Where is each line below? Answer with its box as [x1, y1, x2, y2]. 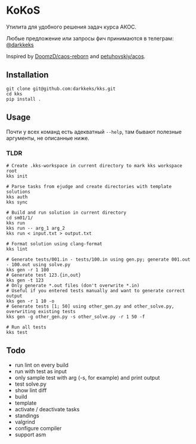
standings [14, 412, 40, 419]
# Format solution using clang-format [6, 240, 102, 247]
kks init [6, 173, 28, 179]
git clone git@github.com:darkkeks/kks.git [6, 86, 116, 92]
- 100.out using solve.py [6, 261, 70, 268]
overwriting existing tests [6, 308, 76, 314]
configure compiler [14, 424, 62, 432]
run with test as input [14, 367, 67, 375]
